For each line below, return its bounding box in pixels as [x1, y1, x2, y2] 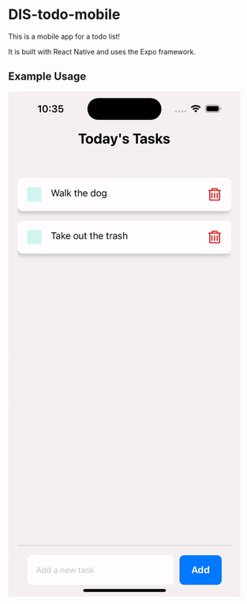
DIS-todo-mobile [8, 6, 121, 24]
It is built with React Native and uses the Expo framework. [8, 47, 196, 56]
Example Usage [8, 69, 87, 84]
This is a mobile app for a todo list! [8, 32, 121, 41]
